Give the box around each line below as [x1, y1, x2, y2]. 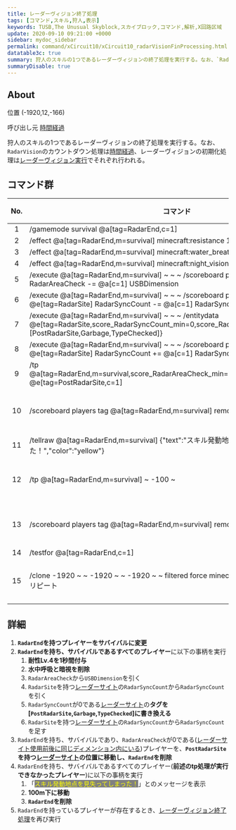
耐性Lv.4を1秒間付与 [27, 657, 87, 665]
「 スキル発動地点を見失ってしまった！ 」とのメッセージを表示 [27, 780, 206, 788]
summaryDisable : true [7, 63, 71, 70]
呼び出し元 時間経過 [7, 123, 65, 132]
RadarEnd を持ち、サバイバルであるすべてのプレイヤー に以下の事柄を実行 [17, 647, 227, 656]
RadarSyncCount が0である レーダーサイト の [27, 700, 150, 709]
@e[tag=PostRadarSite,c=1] [29, 378, 123, 388]
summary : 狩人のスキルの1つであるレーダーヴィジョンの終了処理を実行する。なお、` [7, 56, 220, 63]
